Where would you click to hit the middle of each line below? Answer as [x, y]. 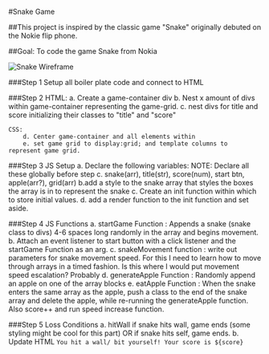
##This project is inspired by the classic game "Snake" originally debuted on [135, 27]
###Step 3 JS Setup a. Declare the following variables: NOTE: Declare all [129, 165]
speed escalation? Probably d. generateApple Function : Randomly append [132, 275]
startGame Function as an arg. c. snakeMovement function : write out [123, 249]
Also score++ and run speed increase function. [86, 309]
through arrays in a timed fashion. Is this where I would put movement [124, 267]
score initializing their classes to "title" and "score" [92, 115]
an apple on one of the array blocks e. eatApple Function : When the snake [132, 283]
